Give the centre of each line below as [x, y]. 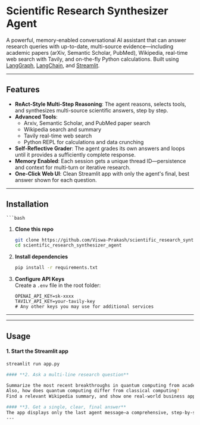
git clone [27, 240]
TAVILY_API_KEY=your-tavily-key [55, 302]
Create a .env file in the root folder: [58, 285]
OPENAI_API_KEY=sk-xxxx [44, 296]
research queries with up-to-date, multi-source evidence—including [90, 46]
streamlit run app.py [33, 364]
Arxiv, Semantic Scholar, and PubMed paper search [87, 123]
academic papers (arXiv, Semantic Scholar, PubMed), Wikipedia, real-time [97, 52]
